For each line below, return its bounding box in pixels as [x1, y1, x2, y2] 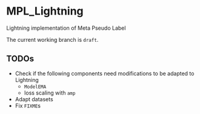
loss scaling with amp [24, 89, 76, 96]
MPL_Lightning [6, 4, 84, 18]
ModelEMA [24, 84, 47, 90]
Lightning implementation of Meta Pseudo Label [6, 24, 126, 32]
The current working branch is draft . [6, 36, 99, 43]
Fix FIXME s [15, 102, 41, 109]
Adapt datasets [15, 95, 53, 102]
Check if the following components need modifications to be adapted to [15, 70, 195, 77]
